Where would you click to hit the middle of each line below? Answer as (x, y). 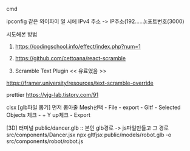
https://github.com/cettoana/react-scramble (70, 58)
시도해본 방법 (22, 34)
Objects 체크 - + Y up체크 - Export (49, 115)
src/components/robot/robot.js (45, 141)
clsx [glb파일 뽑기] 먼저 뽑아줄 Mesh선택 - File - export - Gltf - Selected (93, 107)
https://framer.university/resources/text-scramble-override (80, 83)
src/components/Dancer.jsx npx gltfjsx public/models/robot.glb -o (89, 135)
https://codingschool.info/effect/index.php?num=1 (78, 46)
